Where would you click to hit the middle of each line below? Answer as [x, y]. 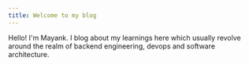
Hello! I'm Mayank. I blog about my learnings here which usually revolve [125, 38]
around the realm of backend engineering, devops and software [111, 46]
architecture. [29, 54]
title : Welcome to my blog [52, 15]
